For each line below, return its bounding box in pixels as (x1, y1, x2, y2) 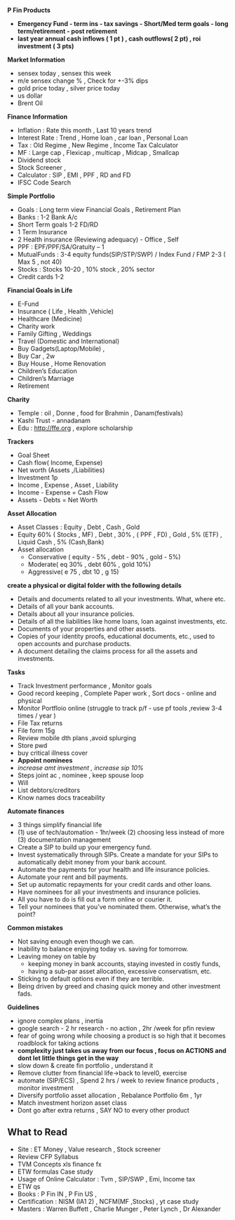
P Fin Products (7, 6, 51, 14)
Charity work (17, 322, 55, 330)
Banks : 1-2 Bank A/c (17, 213, 79, 221)
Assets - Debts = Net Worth (17, 496, 98, 504)
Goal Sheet (17, 451, 51, 459)
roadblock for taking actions (17, 1039, 100, 1047)
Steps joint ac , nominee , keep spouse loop (17, 771, 144, 779)
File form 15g (17, 726, 55, 735)
